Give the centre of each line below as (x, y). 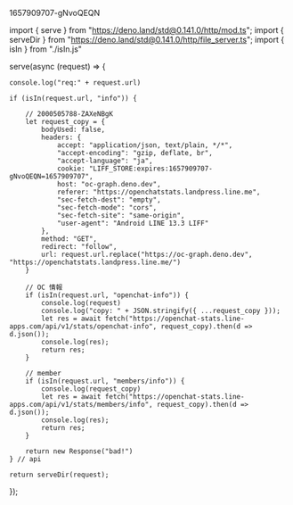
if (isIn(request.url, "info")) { (73, 98)
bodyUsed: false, (73, 129)
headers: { (61, 137)
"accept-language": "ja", (105, 161)
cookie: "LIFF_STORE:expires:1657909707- (135, 169)
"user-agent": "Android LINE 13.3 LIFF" (133, 223)
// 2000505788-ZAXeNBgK (69, 114)
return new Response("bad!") (79, 451)
